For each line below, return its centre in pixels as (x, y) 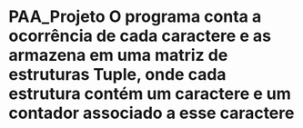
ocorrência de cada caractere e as (140, 36)
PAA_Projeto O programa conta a (135, 17)
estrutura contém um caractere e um (150, 94)
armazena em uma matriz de (118, 55)
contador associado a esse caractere (151, 113)
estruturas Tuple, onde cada (117, 75)
